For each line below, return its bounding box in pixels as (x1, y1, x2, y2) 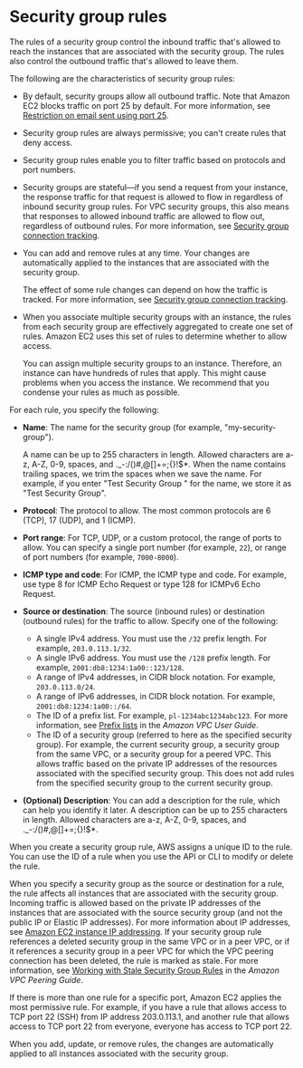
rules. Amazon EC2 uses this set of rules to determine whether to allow (22, 331, 288, 342)
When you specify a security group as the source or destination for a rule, (9, 878, 285, 889)
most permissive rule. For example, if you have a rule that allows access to (9, 1001, 287, 1012)
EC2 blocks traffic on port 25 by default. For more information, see (22, 100, 271, 111)
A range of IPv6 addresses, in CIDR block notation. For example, (35, 690, 276, 701)
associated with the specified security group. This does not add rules (35, 767, 295, 778)
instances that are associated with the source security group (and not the (9, 907, 283, 918)
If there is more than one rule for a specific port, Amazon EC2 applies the (9, 992, 282, 1003)
